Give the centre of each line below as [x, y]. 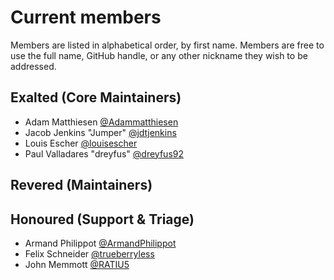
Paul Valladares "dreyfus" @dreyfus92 [104, 153]
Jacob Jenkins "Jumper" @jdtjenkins [100, 132]
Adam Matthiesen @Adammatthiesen [101, 122]
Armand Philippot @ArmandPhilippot [100, 243]
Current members [86, 17]
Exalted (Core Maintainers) [96, 97]
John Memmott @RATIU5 [77, 264]
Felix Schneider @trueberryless [89, 253]
